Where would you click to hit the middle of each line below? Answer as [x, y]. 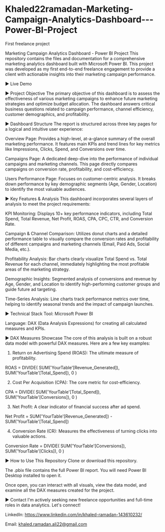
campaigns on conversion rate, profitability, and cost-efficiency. [70, 169]
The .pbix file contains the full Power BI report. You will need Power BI [76, 470]
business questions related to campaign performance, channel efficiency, [80, 109]
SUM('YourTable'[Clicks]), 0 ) [35, 451]
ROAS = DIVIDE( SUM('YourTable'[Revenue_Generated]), [62, 367]
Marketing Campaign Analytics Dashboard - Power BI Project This [72, 53]
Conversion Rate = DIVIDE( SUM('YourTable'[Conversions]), [66, 446]
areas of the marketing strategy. [38, 269]
